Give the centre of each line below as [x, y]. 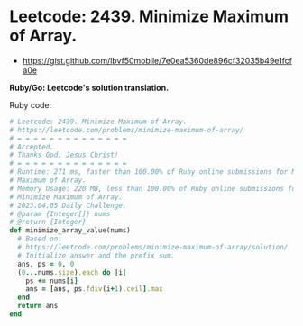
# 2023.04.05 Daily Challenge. [68, 205]
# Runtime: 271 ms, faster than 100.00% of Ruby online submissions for [149, 172]
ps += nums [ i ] [52, 281]
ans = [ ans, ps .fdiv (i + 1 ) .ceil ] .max [95, 289]
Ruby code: [31, 104]
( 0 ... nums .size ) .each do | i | [72, 272]
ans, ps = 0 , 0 [46, 264]
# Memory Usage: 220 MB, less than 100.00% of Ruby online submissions [147, 188]
